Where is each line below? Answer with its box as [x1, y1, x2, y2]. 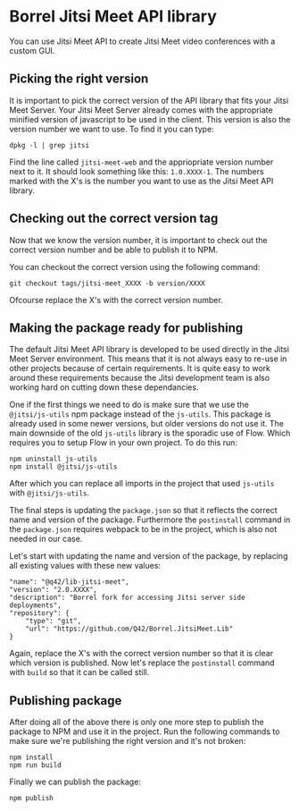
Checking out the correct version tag [9, 211, 219, 226]
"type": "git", [25, 617, 82, 626]
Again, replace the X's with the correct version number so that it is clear [9, 648, 274, 659]
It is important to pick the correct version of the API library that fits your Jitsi [9, 95, 289, 106]
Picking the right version [9, 72, 149, 87]
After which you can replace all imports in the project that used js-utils [9, 478, 275, 489]
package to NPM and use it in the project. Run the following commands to [9, 726, 280, 737]
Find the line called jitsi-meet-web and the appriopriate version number [9, 156, 274, 167]
